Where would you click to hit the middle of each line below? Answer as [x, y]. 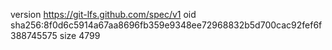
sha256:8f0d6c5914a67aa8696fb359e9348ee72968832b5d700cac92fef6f [166, 25]
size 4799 [80, 35]
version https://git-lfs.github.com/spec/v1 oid [103, 14]
